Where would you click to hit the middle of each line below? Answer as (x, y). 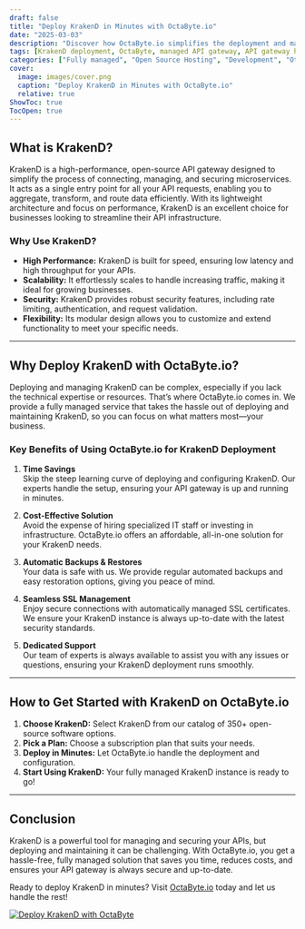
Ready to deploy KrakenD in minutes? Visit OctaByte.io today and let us (143, 887)
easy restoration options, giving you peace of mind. (119, 581)
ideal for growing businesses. (78, 290)
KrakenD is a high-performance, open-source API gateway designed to (143, 170)
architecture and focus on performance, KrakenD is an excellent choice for (149, 208)
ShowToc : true (36, 102)
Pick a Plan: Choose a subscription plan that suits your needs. (139, 743)
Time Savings (49, 469)
